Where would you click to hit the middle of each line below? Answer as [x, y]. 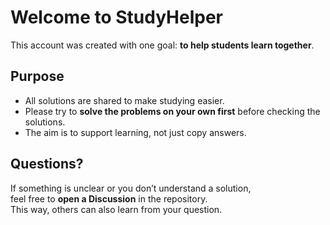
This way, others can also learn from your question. [116, 209]
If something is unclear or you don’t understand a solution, [131, 188]
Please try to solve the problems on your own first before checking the [172, 111]
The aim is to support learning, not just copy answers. [135, 132]
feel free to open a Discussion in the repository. [109, 198]
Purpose [37, 76]
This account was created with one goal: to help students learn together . [162, 45]
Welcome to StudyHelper [117, 17]
